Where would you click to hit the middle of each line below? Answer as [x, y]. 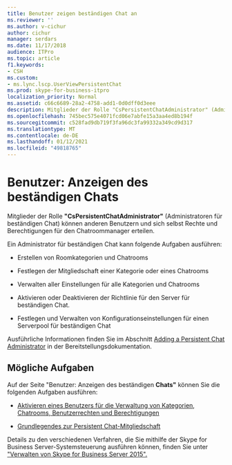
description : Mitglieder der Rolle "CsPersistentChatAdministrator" [108, 110]
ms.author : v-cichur [37, 26]
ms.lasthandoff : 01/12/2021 [48, 142]
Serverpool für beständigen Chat [64, 326]
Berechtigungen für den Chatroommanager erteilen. [81, 230]
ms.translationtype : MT [41, 129]
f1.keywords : [26, 65]
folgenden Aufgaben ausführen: [52, 392]
